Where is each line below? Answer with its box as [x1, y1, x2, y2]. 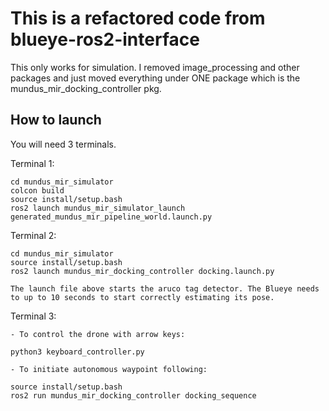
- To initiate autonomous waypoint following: [10, 364, 208, 374]
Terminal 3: [10, 310, 57, 322]
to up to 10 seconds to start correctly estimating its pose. [10, 292, 275, 302]
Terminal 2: [10, 229, 57, 241]
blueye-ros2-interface [10, 28, 200, 51]
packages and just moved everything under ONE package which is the [10, 72, 301, 84]
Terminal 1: [10, 157, 55, 169]
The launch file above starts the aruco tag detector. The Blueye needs [10, 283, 320, 294]
